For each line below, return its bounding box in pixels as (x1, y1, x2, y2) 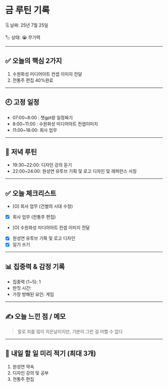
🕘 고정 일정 (5, 98, 39, 107)
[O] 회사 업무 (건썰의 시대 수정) (12, 204, 73, 210)
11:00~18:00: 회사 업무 (12, 127, 57, 133)
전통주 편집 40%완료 (12, 77, 53, 83)
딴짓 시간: (12, 285, 31, 291)
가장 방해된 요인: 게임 (12, 291, 54, 297)
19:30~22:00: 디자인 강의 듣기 (12, 162, 72, 168)
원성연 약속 (12, 363, 34, 369)
